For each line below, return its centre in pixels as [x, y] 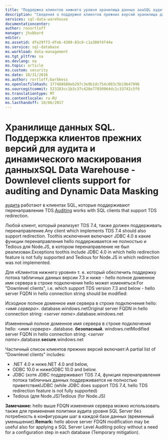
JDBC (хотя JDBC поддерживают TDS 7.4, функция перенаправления [86, 375]
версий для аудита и [50, 149]
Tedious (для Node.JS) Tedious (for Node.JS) [59, 396]
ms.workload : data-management [37, 51]
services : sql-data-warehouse [37, 19]
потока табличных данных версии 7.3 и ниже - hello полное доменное [80, 277]
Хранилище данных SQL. [60, 127]
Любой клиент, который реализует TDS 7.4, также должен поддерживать [83, 225]
